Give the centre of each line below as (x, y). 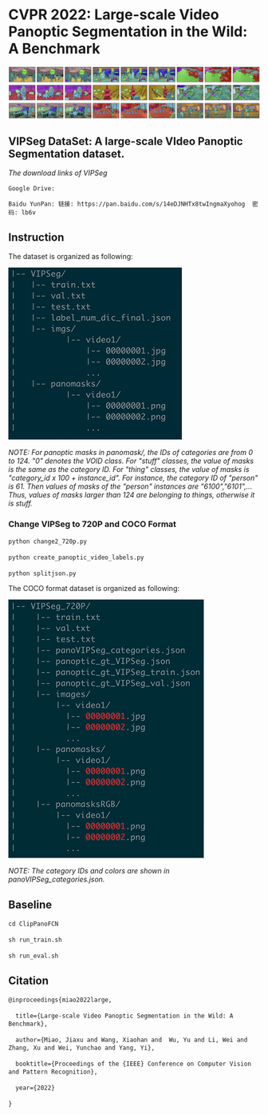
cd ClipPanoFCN (33, 924)
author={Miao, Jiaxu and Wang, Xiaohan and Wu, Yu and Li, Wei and (132, 1040)
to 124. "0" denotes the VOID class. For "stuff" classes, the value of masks (131, 461)
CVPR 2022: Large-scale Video (114, 15)
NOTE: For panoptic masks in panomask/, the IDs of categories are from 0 (131, 452)
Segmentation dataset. (67, 154)
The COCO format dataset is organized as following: (94, 589)
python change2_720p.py (48, 542)
